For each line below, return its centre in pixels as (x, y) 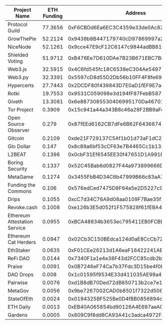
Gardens (18, 315)
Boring (15, 162)
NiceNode (19, 47)
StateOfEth (20, 299)
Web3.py (18, 77)
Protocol (17, 24)
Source (16, 124)
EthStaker (19, 250)
